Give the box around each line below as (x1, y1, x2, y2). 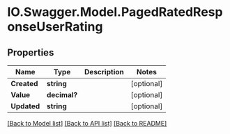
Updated (10, 101, 40, 111)
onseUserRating (7, 19, 103, 35)
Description (84, 67, 124, 76)
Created (10, 79, 38, 88)
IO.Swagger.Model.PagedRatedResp (7, 4, 223, 20)
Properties (7, 47, 54, 58)
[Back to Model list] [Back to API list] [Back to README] (7, 119, 167, 127)
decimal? (46, 90, 78, 99)
